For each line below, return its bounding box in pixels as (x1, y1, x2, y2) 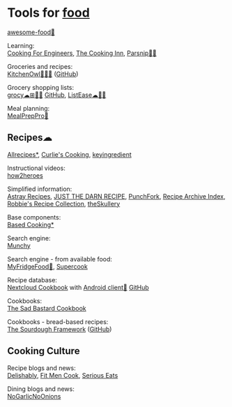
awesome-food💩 (7, 28, 56, 36)
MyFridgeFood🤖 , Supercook (7, 262, 88, 270)
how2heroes (7, 171, 43, 179)
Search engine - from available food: (7, 254, 113, 263)
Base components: (7, 213, 61, 221)
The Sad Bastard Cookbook (7, 304, 86, 312)
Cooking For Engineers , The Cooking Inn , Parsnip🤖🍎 (7, 49, 157, 57)
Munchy (7, 241, 31, 249)
